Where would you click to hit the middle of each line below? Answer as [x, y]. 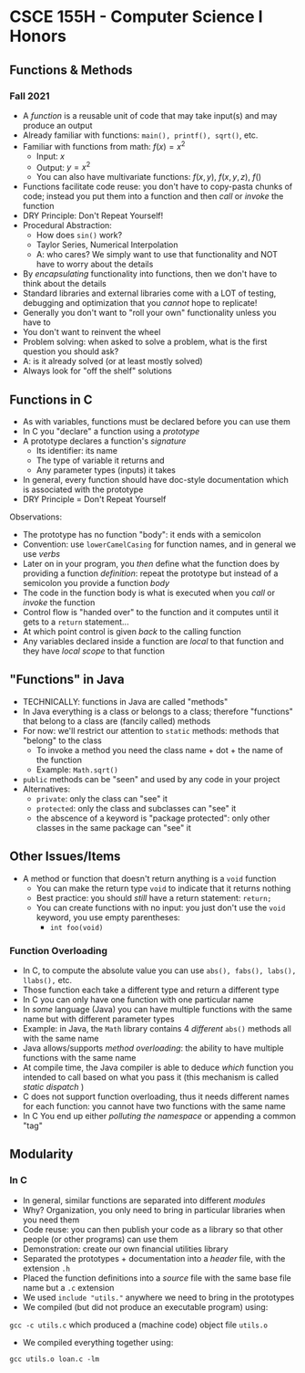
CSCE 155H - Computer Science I [136, 17]
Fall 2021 [30, 96]
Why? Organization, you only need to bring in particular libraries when [154, 1210]
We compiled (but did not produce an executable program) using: [145, 1306]
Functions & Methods [71, 70]
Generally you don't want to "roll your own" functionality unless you [149, 313]
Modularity [41, 1154]
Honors [38, 36]
